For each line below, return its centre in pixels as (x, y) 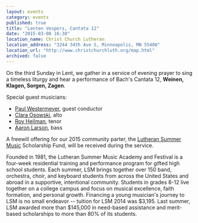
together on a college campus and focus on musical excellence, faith (90, 189)
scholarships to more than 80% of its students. (80, 213)
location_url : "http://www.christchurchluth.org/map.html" (81, 51)
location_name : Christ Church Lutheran (55, 39)
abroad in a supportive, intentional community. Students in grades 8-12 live (98, 182)
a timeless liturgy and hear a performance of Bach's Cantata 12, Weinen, (95, 79)
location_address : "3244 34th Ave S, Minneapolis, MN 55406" (83, 45)
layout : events (25, 12)
